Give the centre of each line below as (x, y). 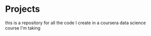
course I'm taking (23, 28)
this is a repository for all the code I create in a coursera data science (75, 23)
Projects (23, 9)
